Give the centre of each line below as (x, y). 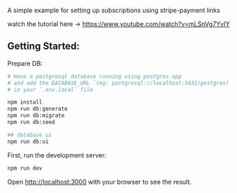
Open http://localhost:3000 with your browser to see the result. (100, 182)
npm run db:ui (28, 141)
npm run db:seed (31, 122)
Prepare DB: (25, 63)
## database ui (30, 135)
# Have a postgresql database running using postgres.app (94, 76)
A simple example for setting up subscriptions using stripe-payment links (114, 10)
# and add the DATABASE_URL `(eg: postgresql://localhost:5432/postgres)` (120, 83)
